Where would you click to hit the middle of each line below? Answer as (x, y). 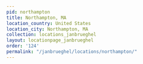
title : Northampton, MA (37, 18)
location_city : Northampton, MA (47, 29)
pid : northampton (28, 12)
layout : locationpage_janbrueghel (50, 40)
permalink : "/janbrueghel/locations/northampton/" (72, 52)
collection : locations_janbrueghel (51, 35)
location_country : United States (49, 23)
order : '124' (23, 46)
